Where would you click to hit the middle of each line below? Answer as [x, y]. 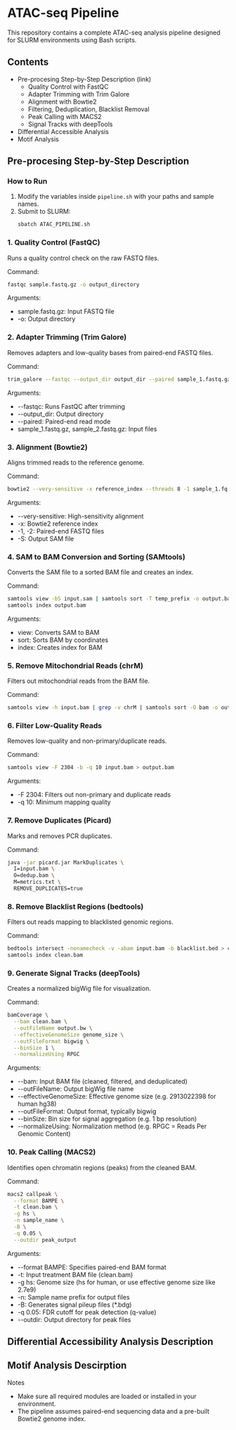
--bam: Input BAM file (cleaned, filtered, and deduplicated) [103, 1081]
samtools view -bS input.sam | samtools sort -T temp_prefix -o [103, 599]
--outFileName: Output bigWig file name [76, 1089]
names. [28, 204]
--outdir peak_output [45, 1240]
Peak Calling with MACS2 [65, 116]
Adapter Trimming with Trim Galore [79, 94]
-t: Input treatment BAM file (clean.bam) [75, 1274]
